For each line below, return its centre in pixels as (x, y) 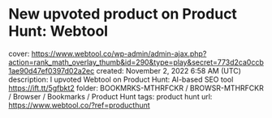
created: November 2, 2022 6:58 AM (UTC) (169, 70)
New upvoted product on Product (123, 14)
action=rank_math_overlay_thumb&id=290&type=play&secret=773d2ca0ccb (136, 62)
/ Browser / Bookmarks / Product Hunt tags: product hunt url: (110, 96)
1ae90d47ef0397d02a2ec (52, 70)
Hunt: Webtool (58, 31)
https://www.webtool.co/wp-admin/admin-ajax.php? (119, 53)
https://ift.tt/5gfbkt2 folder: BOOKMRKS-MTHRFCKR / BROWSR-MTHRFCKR (136, 88)
